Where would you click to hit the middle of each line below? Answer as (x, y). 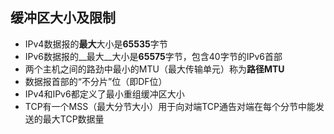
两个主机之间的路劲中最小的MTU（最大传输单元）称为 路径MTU (154, 69)
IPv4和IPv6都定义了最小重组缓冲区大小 (104, 94)
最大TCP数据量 (73, 119)
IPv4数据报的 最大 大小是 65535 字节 (96, 44)
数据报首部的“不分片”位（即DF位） (96, 81)
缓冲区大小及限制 (63, 18)
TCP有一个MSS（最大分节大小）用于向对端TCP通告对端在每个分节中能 (170, 106)
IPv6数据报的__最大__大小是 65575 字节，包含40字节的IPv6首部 (153, 56)
